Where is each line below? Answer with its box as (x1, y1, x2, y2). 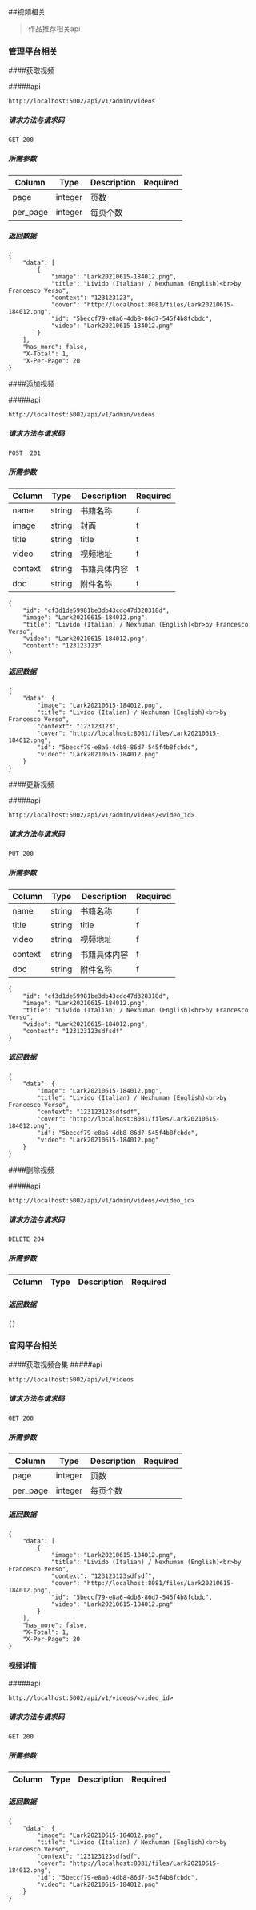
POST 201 (8, 449, 42, 457)
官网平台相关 (8, 1340, 58, 1351)
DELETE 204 (8, 1235, 45, 1243)
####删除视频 (8, 1166, 54, 1175)
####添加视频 (8, 379, 54, 389)
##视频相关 (8, 7, 46, 16)
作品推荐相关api (27, 24, 81, 34)
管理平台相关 (8, 46, 58, 57)
